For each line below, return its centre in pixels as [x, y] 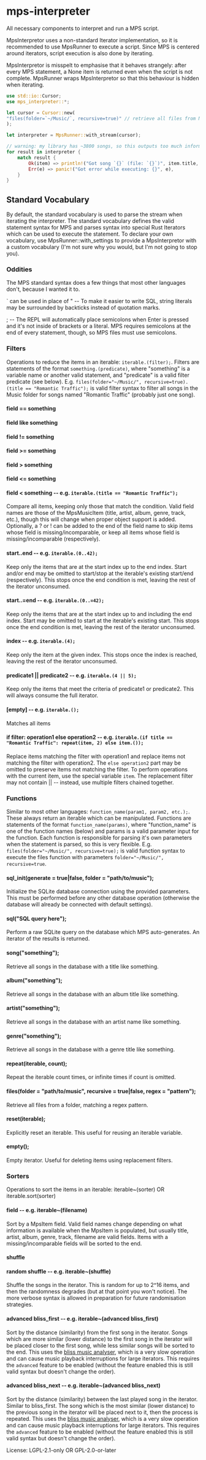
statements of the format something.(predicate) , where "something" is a [98, 368]
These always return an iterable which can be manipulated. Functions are [99, 818]
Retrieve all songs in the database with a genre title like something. [91, 1049]
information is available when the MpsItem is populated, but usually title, [97, 1230]
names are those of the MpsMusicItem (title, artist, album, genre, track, [96, 513]
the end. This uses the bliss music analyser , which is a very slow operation [101, 1352]
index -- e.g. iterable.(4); [41, 641]
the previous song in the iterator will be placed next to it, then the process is [102, 1412]
